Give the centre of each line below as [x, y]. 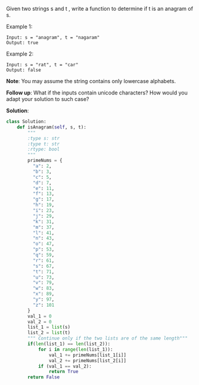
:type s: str [44, 138]
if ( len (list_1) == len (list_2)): [69, 344]
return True [63, 372]
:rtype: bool [44, 149]
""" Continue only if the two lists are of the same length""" [108, 338]
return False [44, 377]
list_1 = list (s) [49, 327]
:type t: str [44, 144]
